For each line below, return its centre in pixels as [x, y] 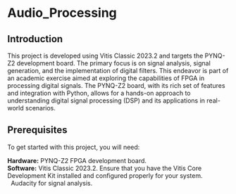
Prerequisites [37, 130]
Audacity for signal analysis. [51, 183]
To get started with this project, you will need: [74, 147]
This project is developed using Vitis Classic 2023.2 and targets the [105, 56]
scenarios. [41, 108]
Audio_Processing [62, 13]
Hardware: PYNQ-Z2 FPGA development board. [77, 160]
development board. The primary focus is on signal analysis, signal [114, 63]
